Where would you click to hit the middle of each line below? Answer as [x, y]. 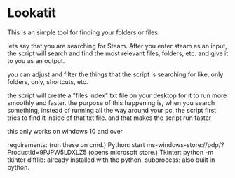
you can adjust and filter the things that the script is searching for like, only [115, 74]
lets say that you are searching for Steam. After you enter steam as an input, [117, 46]
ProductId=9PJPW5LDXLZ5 [47, 152]
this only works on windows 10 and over [65, 131]
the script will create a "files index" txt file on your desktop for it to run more [117, 95]
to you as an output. [36, 60]
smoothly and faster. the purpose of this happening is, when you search [111, 102]
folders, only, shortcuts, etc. [48, 81]
